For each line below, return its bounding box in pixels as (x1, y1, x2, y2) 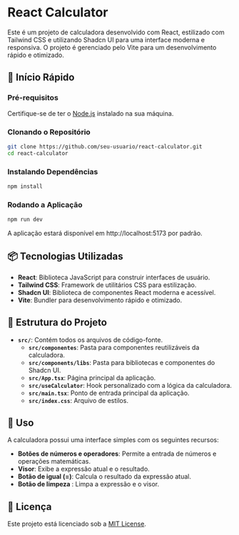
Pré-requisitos (7, 93, 59, 103)
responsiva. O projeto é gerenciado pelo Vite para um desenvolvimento (7, 43, 217, 51)
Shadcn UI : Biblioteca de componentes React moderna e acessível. (17, 288, 216, 296)
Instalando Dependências (7, 166, 98, 176)
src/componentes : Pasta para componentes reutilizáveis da (28, 343, 200, 351)
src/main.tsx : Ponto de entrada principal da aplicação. (28, 389, 190, 397)
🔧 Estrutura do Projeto (7, 316, 107, 329)
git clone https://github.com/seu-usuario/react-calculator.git (7, 143, 203, 150)
